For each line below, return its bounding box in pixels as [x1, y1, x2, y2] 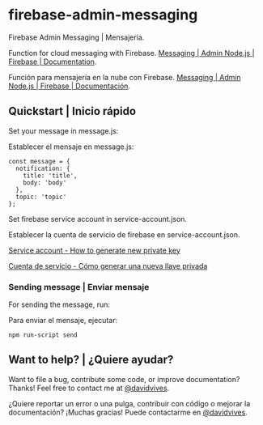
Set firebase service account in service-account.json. [8, 214, 188, 223]
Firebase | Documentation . [8, 57, 97, 66]
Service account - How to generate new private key [8, 245, 180, 255]
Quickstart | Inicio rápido [8, 104, 136, 118]
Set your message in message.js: [8, 125, 119, 135]
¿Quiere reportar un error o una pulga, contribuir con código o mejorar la [8, 398, 251, 408]
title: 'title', [23, 172, 78, 180]
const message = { [8, 157, 70, 165]
